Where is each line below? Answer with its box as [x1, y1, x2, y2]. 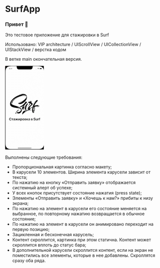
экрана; [12, 200, 29, 206]
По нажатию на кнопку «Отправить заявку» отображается [12, 180, 136, 186]
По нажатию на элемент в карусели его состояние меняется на [12, 206, 147, 212]
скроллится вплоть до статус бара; [12, 242, 87, 248]
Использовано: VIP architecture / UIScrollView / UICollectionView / [5, 42, 141, 48]
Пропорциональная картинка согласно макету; [12, 164, 112, 170]
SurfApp [5, 3, 41, 15]
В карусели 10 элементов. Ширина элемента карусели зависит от [12, 169, 151, 175]
